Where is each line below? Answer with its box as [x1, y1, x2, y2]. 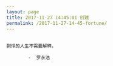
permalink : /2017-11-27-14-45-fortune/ [6, 20, 108, 26]
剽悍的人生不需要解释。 [6, 43, 56, 49]
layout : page [6, 8, 39, 15]
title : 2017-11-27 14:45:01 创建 [6, 15, 89, 21]
